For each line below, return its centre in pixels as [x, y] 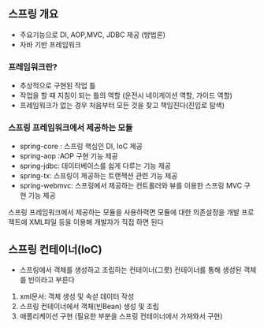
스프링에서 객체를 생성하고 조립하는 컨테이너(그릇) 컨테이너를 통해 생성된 [130, 270]
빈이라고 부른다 [51, 280]
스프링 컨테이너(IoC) [55, 250]
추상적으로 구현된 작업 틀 [58, 86]
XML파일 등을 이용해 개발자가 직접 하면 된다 [96, 222]
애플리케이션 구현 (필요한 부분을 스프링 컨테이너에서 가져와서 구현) [121, 316]
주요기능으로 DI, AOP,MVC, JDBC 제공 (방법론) [93, 35]
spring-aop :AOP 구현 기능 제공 [69, 156]
